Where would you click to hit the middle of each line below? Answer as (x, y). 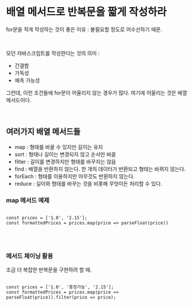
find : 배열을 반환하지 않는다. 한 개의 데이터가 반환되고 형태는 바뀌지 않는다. (100, 169)
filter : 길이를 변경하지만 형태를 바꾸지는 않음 (65, 161)
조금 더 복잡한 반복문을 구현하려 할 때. (49, 270)
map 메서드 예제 (28, 200)
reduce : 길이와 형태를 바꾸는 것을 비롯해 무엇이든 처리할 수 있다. (88, 183)
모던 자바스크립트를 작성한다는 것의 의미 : (53, 53)
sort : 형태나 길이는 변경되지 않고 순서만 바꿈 (65, 154)
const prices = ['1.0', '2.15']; (47, 218)
